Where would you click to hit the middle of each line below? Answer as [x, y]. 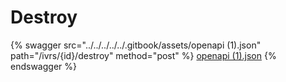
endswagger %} [43, 66]
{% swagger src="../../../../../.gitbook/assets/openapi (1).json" [136, 45]
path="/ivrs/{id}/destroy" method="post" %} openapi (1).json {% [143, 55]
